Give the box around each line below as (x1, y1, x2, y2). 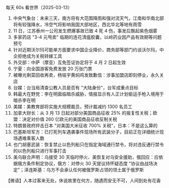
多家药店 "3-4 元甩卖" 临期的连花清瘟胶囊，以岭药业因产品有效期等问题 (13, 34, 162, 40)
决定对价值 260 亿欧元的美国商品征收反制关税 (22, 116, 117, 122)
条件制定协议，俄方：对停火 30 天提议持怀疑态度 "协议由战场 (26, 161, 153, 166)
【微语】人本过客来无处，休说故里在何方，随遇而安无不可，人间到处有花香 (6, 177, 161, 183)
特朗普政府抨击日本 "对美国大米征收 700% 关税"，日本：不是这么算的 (13, 123, 158, 128)
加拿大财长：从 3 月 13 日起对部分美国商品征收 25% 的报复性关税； (13, 110, 153, 116)
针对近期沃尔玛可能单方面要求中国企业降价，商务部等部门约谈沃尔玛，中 (13, 47, 164, 53)
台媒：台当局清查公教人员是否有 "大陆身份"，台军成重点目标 (13, 85, 139, 90)
